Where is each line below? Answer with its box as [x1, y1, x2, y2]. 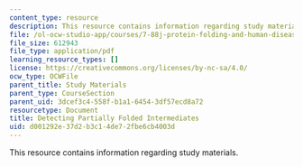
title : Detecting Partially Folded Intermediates [9, 114, 200, 123]
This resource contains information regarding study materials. [9, 147, 239, 158]
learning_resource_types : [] [9, 55, 119, 64]
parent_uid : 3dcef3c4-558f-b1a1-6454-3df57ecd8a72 [9, 97, 204, 107]
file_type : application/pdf [9, 47, 115, 56]
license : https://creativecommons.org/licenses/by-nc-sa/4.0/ [9, 64, 248, 73]
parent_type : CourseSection [9, 88, 115, 97]
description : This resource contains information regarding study [9, 22, 264, 31]
